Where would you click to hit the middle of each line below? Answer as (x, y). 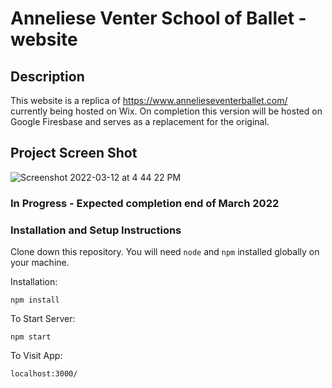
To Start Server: (43, 319)
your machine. (40, 263)
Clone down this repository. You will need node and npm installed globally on (165, 252)
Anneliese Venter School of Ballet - (158, 18)
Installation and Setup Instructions (96, 230)
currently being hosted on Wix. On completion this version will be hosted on (166, 111)
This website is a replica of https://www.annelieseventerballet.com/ (149, 100)
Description (47, 76)
